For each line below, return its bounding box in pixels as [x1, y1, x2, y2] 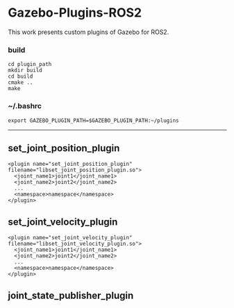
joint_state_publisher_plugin [8, 289, 134, 301]
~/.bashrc [8, 101, 42, 111]
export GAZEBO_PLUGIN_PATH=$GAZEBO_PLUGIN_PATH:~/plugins [8, 117, 179, 124]
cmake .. [8, 79, 33, 86]
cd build [8, 73, 33, 80]
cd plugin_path [8, 61, 52, 68]
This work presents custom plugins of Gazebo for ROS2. [8, 28, 169, 36]
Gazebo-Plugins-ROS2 [8, 5, 142, 21]
